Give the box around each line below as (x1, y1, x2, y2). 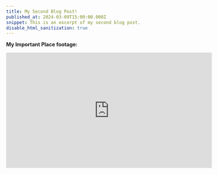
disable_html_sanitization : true (6, 25, 88, 31)
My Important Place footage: (6, 41, 78, 48)
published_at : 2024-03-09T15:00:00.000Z (6, 14, 107, 20)
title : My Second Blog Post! (6, 8, 78, 15)
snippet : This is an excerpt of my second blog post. (6, 19, 141, 25)
